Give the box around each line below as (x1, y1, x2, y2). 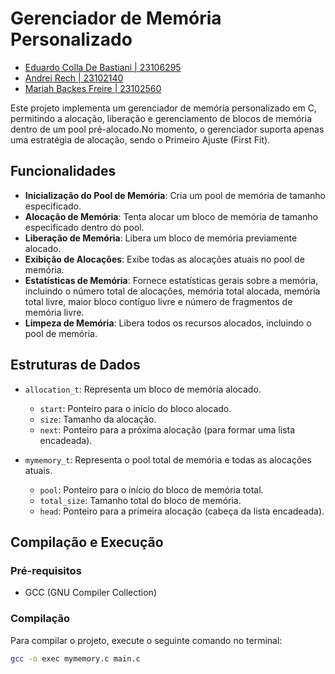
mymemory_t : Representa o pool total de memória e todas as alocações (24, 453, 312, 466)
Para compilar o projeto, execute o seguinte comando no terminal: (10, 634, 283, 646)
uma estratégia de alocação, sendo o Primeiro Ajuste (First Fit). (10, 133, 271, 146)
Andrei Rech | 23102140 (24, 72, 124, 84)
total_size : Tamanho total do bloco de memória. (39, 494, 242, 506)
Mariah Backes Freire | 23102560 (24, 82, 162, 94)
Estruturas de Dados (10, 357, 141, 374)
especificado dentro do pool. (24, 221, 145, 233)
